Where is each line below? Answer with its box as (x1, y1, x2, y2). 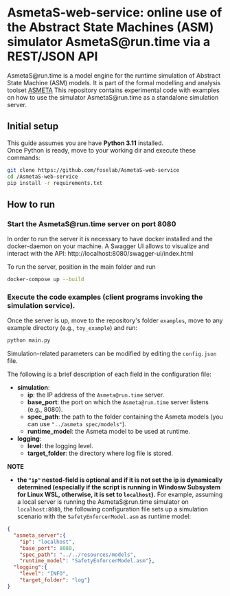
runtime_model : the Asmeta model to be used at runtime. (27, 428, 191, 436)
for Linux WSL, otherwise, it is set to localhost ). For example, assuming (16, 490, 223, 499)
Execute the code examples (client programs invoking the (7, 292, 203, 302)
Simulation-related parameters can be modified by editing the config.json (7, 349, 217, 358)
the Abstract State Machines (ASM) (7, 19, 214, 35)
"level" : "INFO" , (19, 571, 69, 577)
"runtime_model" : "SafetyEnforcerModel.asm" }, (19, 558, 155, 564)
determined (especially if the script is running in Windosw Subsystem (16, 483, 221, 492)
